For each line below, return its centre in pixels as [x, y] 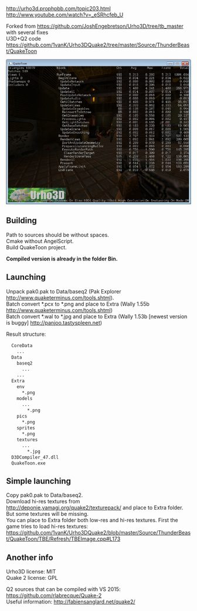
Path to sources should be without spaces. [58, 235]
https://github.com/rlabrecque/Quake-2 [54, 596]
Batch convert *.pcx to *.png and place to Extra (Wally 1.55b [78, 304]
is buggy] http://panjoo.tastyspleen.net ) [54, 322]
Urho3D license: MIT [31, 572]
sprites [26, 428]
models [25, 398]
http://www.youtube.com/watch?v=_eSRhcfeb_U [65, 15]
